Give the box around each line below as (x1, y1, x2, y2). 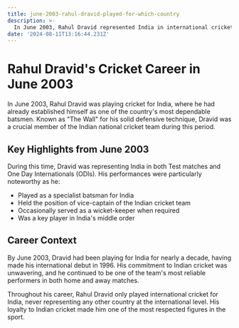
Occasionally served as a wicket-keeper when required (17, 206, 180, 215)
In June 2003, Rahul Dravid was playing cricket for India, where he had (7, 100, 216, 108)
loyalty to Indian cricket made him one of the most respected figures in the (7, 304, 226, 314)
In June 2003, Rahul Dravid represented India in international (14, 24, 208, 31)
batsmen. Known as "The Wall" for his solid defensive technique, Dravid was (7, 115, 232, 123)
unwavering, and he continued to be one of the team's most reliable (7, 268, 206, 277)
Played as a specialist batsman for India (17, 191, 134, 200)
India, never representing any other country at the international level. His (7, 297, 220, 306)
